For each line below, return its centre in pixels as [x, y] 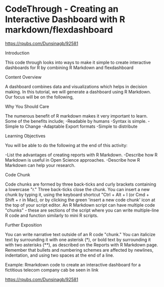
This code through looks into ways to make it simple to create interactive [78, 62]
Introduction [17, 53]
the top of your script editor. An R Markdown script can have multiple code [80, 205]
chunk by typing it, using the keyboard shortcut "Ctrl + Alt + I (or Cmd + [77, 194]
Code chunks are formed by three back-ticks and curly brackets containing [81, 184]
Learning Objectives [25, 136]
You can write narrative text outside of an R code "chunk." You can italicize [80, 234]
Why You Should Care [27, 106]
